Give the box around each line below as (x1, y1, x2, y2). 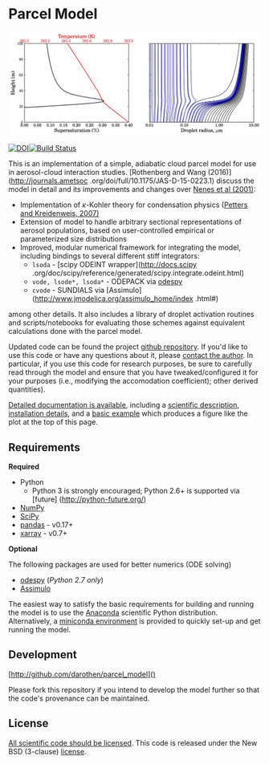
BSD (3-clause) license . (8, 746, 87, 756)
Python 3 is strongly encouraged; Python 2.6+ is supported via (31, 486, 240, 495)
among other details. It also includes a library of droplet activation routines (8, 310, 255, 319)
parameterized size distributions (19, 234, 127, 244)
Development (8, 648, 78, 662)
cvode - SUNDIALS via (31, 286, 105, 295)
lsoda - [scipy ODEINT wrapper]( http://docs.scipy (31, 260, 198, 270)
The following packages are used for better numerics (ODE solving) (8, 559, 232, 569)
